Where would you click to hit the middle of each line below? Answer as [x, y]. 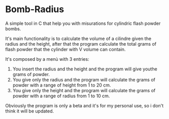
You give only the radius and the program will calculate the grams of [84, 80]
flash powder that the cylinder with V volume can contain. [65, 49]
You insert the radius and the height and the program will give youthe [85, 69]
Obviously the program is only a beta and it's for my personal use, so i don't [84, 105]
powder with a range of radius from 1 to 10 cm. [61, 96]
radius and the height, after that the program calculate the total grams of [81, 44]
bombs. [13, 28]
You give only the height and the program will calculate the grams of [84, 90]
